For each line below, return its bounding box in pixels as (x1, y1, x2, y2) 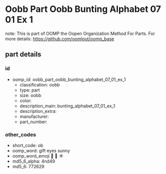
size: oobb (19, 92, 41, 98)
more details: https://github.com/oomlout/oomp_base (5, 36, 114, 42)
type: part (19, 87, 40, 93)
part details (5, 50, 42, 59)
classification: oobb (19, 82, 60, 87)
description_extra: (19, 108, 57, 114)
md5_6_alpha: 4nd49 (12, 158, 55, 164)
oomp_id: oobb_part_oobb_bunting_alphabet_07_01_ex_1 (12, 76, 126, 83)
